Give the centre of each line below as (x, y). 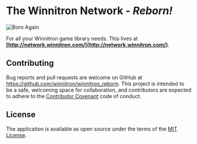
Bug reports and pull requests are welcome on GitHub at (74, 77)
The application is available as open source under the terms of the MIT (92, 129)
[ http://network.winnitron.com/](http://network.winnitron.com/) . (88, 45)
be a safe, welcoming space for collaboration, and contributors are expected (99, 90)
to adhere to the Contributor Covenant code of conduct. (74, 96)
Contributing (30, 63)
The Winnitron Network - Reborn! (89, 11)
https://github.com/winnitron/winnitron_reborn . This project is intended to (95, 83)
